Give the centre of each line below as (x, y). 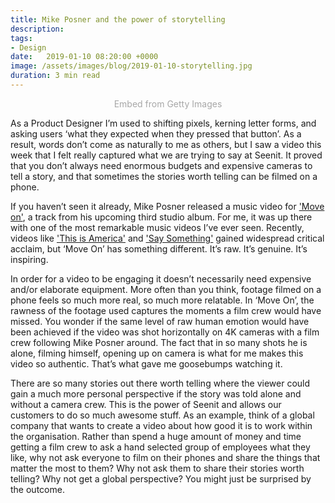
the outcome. (37, 489)
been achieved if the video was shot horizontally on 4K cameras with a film (165, 332)
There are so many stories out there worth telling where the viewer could (160, 383)
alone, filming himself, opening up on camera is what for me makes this (157, 353)
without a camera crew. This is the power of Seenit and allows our (146, 404)
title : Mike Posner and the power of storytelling (118, 19)
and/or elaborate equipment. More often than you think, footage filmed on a (166, 289)
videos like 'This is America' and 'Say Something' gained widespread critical (167, 238)
